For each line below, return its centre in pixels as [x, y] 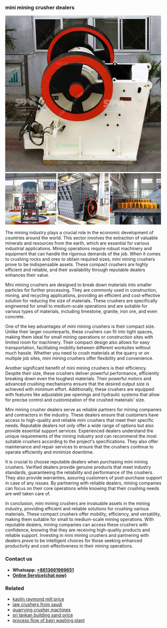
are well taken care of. [28, 494]
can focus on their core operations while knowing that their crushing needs [82, 488]
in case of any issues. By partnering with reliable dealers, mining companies [83, 483]
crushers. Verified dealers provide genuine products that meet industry [78, 467]
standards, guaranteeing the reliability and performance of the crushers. [79, 472]
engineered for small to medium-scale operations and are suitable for [77, 306]
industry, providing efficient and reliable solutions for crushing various [77, 509]
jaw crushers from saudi [37, 604]
